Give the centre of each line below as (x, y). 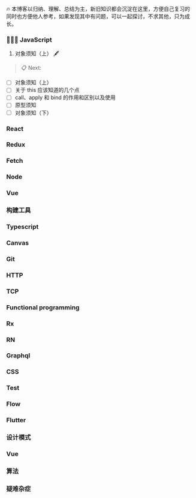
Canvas (17, 243)
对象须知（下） (33, 112)
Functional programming (43, 307)
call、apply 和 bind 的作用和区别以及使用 (65, 97)
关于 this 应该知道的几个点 (47, 90)
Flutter (16, 421)
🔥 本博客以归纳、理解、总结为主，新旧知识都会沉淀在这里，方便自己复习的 (98, 9)
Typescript (22, 227)
